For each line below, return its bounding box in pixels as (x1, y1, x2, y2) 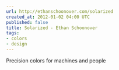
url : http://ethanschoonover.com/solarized (6, 8, 114, 15)
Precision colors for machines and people (6, 57, 106, 64)
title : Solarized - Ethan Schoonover (6, 24, 98, 31)
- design (6, 41, 27, 47)
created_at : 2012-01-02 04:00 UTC (6, 14, 90, 20)
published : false (6, 19, 48, 25)
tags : (6, 30, 19, 36)
